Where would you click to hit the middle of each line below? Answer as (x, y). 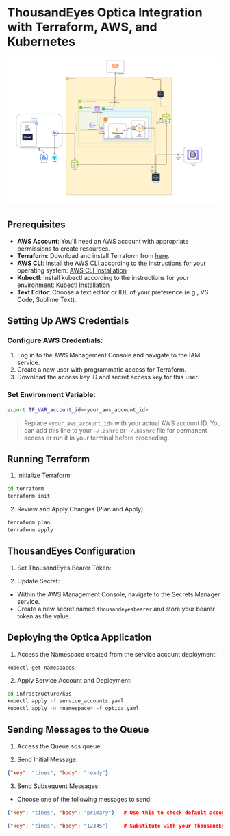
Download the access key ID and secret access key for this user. (108, 377)
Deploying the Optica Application (79, 638)
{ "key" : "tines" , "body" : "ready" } (58, 773)
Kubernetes (41, 42)
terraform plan (29, 523)
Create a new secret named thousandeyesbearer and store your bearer (116, 609)
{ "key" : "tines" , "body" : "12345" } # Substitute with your (99, 826)
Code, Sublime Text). (47, 299)
